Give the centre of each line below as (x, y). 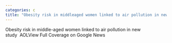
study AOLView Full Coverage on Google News (55, 35)
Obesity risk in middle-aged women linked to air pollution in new (73, 29)
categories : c (20, 10)
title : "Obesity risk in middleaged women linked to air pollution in (82, 15)
